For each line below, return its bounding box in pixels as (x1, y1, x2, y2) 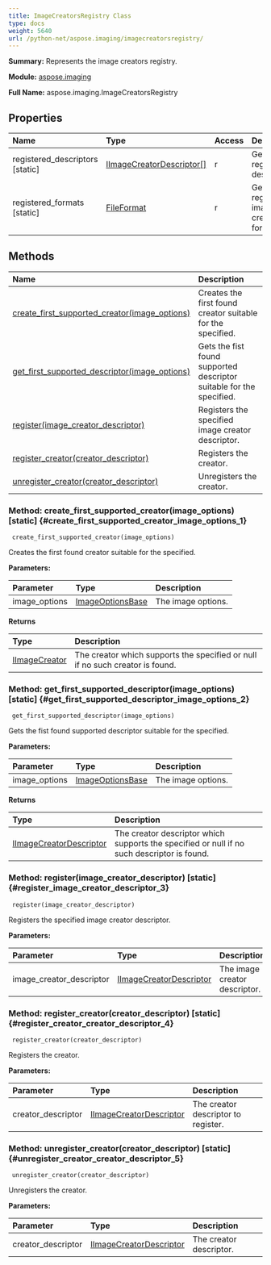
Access (214, 135, 244, 146)
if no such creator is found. (74, 659, 177, 670)
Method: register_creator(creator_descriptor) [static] (8, 1008, 221, 1019)
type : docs (8, 19, 45, 27)
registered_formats (12, 197, 85, 208)
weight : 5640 (8, 27, 52, 35)
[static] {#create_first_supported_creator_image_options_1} (8, 515, 248, 526)
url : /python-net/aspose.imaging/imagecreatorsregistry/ (8, 34, 204, 43)
